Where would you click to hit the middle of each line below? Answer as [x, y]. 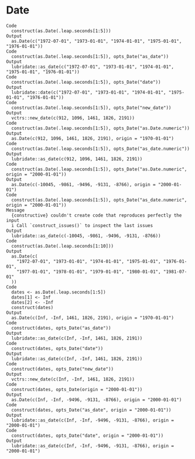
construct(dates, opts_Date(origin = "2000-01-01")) [77, 389]
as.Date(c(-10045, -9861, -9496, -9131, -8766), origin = [84, 184]
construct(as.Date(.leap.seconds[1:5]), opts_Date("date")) [86, 82]
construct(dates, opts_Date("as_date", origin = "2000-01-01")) [91, 410]
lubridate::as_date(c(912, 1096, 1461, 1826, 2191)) [77, 159]
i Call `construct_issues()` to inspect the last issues [82, 225]
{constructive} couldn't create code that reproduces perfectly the [97, 215]
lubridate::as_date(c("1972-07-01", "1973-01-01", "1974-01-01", [93, 67]
